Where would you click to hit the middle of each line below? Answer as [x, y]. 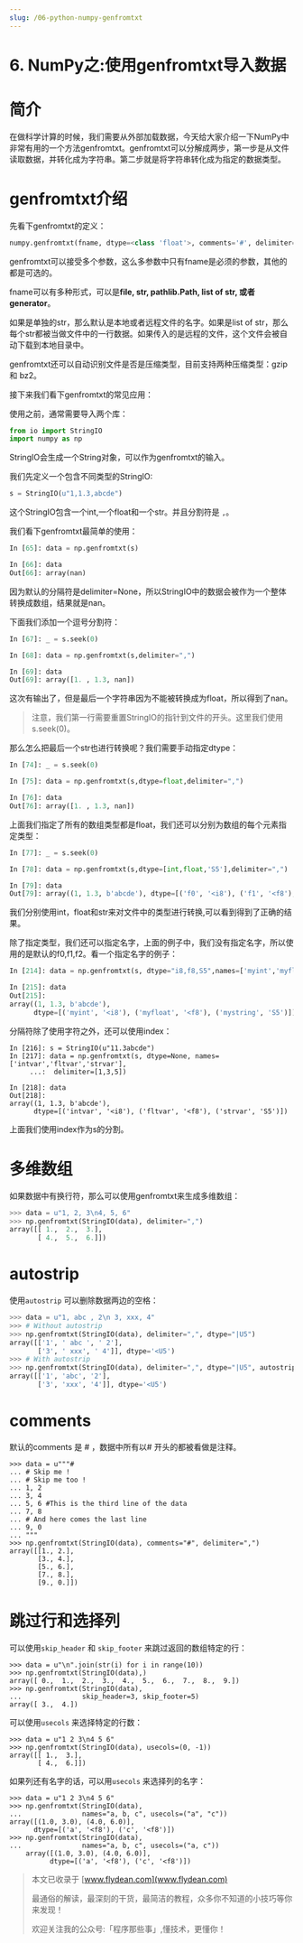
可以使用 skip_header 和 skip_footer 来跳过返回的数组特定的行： [129, 1648]
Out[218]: [28, 1095]
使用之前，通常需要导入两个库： [69, 414]
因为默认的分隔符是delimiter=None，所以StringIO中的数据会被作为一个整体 [148, 591]
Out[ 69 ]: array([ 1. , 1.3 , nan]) [72, 680]
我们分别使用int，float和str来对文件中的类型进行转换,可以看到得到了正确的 [147, 912]
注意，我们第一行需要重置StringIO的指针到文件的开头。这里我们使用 [157, 718]
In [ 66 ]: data [36, 565]
